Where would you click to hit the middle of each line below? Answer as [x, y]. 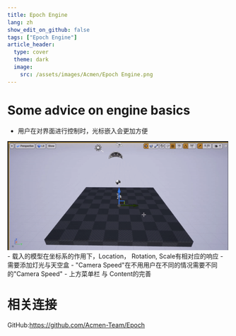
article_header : [31, 45]
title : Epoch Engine [38, 15]
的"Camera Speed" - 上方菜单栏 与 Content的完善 [79, 274]
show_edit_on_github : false [49, 30]
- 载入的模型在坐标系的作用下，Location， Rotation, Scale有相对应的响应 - [116, 256]
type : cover [31, 52]
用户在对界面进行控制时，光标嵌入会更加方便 [83, 131]
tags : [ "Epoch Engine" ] [42, 37]
